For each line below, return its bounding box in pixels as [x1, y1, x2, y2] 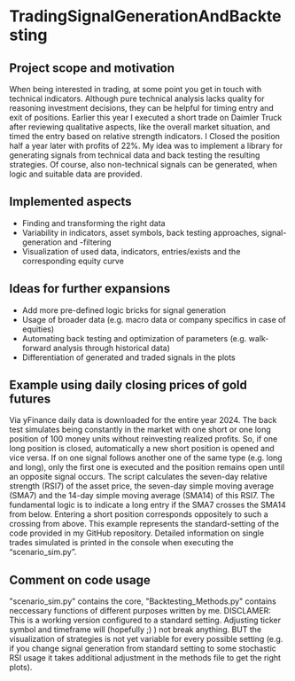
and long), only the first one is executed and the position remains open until [9, 462, 285, 473]
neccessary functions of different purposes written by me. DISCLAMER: [9, 606, 272, 616]
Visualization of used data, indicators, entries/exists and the [21, 246, 241, 256]
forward [21, 342, 51, 353]
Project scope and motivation [9, 60, 175, 75]
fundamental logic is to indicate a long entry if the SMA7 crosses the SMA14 [9, 499, 286, 511]
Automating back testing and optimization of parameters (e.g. [21, 333, 247, 343]
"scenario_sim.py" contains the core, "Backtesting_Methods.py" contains [9, 596, 276, 607]
